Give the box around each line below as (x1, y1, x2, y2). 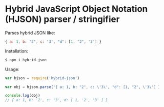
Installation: (5, 48, 28, 54)
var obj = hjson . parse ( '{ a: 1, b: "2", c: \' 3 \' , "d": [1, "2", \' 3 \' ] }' (5, 84, 163, 89)
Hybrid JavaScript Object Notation (5, 3, 148, 15)
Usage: (5, 66, 20, 72)
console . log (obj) (5, 93, 41, 98)
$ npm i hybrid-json (5, 57, 47, 62)
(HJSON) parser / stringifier (5, 14, 120, 25)
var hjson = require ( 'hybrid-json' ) (5, 75, 80, 81)
